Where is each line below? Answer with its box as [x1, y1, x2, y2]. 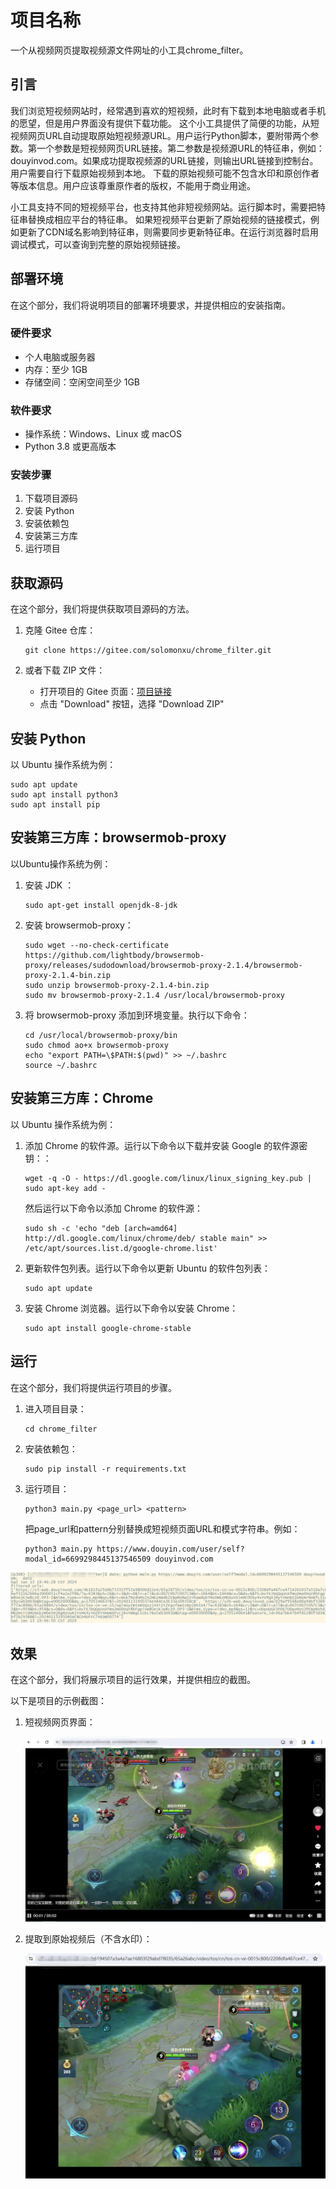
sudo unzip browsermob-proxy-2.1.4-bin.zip [24, 980, 210, 990]
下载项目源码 [24, 492, 78, 505]
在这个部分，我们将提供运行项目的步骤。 [10, 1381, 177, 1393]
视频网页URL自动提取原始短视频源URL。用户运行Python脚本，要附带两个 [10, 129, 311, 141]
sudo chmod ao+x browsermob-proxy [24, 1040, 169, 1050]
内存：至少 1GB [24, 363, 88, 375]
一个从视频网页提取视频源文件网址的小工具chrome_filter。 [10, 44, 249, 56]
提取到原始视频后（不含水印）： [24, 1932, 153, 1945]
